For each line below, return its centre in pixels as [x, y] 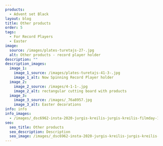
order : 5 [14, 28]
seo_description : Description [40, 132]
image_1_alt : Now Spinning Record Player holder [64, 77]
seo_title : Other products [37, 127]
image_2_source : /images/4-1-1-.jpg [51, 86]
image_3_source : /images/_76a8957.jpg [53, 100]
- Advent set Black [29, 14]
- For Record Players [31, 37]
